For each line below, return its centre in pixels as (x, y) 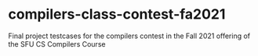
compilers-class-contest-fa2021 (117, 14)
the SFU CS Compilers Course (57, 44)
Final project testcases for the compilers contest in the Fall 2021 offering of (129, 36)
